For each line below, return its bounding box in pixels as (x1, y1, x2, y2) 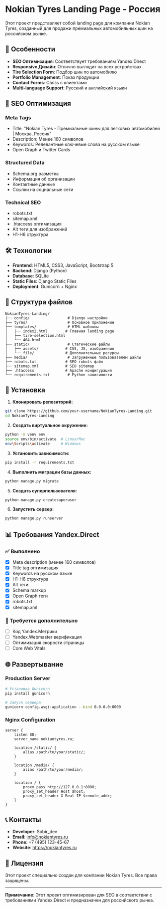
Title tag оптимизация (12, 565, 59, 571)
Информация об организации (12, 176, 75, 182)
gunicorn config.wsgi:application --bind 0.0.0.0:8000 (5, 704, 121, 709)
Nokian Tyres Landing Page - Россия (5, 3, 161, 15)
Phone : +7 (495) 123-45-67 (12, 839, 70, 845)
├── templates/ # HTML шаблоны (5, 324, 99, 329)
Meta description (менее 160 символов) (12, 559, 96, 565)
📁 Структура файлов (5, 298, 73, 306)
